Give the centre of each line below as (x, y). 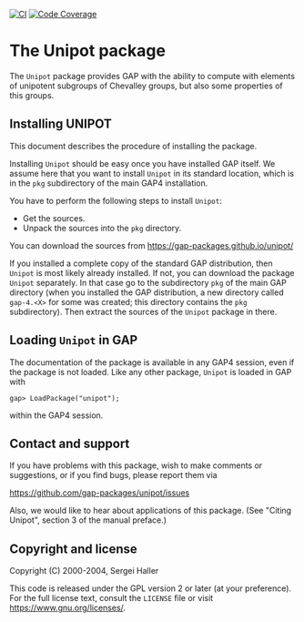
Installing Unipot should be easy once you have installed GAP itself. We (142, 163)
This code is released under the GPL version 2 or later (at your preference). (151, 588)
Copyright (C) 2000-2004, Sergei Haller (84, 571)
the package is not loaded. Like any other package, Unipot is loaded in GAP (151, 372)
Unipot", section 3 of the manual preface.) (88, 520)
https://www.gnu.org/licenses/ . (67, 608)
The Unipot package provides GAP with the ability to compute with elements (152, 76)
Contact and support (70, 443)
